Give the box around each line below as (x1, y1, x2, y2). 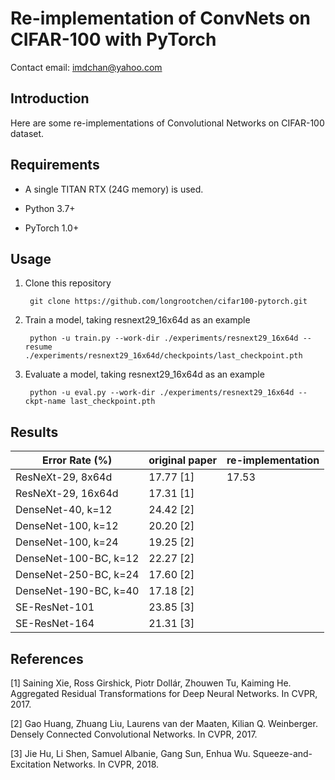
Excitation (10, 758, 52, 770)
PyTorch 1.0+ (24, 222, 80, 234)
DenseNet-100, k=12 (15, 519, 119, 533)
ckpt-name (24, 397, 67, 407)
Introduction (10, 90, 90, 107)
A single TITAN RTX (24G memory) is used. (24, 183, 204, 195)
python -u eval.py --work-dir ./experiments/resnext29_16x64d (29, 388, 295, 398)
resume (24, 342, 53, 352)
